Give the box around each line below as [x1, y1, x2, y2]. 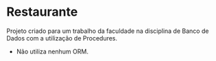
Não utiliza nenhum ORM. [16, 47, 88, 56]
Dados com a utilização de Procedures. [6, 34, 118, 42]
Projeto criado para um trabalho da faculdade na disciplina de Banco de [6, 27, 209, 35]
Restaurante [6, 4, 78, 20]
